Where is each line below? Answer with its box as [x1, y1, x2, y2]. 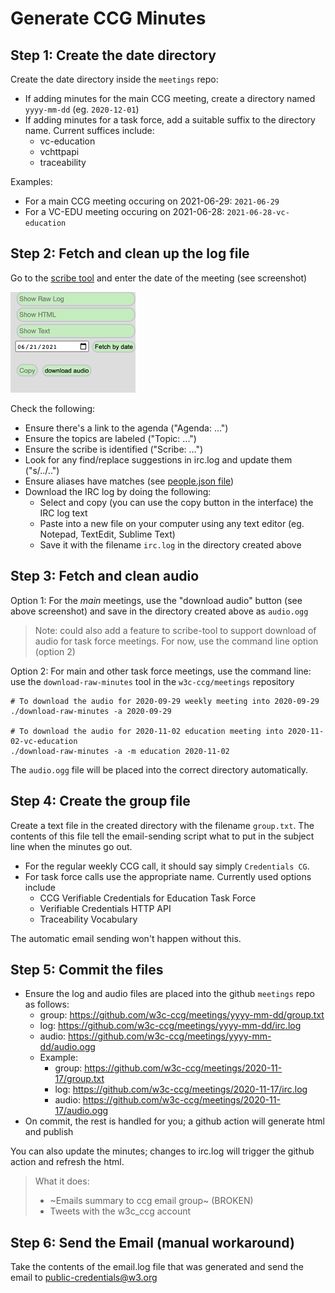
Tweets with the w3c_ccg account [49, 1205, 192, 1217]
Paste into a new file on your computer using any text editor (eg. [39, 518, 305, 530]
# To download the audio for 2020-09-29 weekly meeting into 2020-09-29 [10, 696, 320, 706]
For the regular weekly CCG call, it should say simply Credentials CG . [24, 860, 310, 872]
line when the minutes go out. [10, 840, 133, 852]
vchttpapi [39, 146, 80, 157]
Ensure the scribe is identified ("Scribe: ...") [24, 443, 204, 456]
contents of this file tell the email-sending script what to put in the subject [10, 830, 315, 842]
